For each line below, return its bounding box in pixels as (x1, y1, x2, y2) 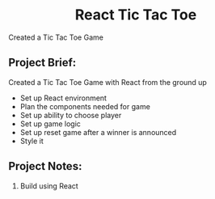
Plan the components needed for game (19, 101, 151, 111)
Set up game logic (19, 119, 81, 129)
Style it (19, 136, 44, 146)
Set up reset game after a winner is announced (19, 127, 177, 137)
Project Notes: (8, 159, 82, 173)
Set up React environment (19, 93, 107, 103)
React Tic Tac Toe (74, 6, 197, 24)
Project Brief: (8, 56, 77, 70)
